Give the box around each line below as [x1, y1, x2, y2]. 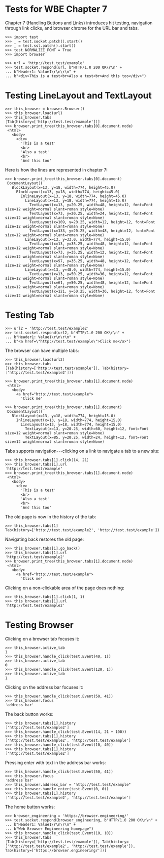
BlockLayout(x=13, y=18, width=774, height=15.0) [11, 413, 116, 418]
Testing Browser [5, 619, 74, 631]
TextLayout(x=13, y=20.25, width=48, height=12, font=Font [29, 202, 153, 207]
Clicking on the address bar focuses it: [5, 684, 84, 690]
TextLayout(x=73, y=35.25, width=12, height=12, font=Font [29, 250, 153, 255]
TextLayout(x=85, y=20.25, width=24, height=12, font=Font [25, 435, 149, 440]
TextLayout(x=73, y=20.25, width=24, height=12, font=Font [29, 211, 153, 216]
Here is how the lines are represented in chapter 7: [5, 167, 108, 172]
